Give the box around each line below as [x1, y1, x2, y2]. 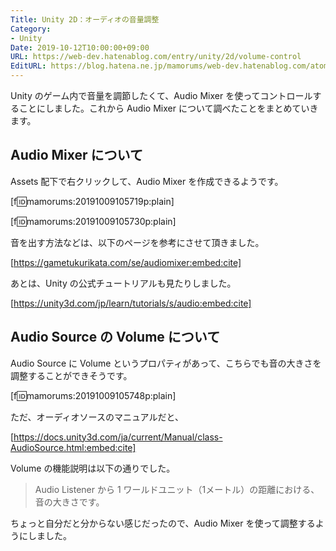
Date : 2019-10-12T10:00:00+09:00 [10, 42, 150, 53]
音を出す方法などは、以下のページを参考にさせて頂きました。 [10, 236, 265, 248]
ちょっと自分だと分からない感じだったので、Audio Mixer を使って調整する [10, 517, 316, 529]
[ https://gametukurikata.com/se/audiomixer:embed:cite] [10, 256, 242, 268]
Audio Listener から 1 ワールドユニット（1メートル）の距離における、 [34, 483, 320, 495]
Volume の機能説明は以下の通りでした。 [10, 462, 176, 474]
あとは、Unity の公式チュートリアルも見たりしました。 [10, 277, 237, 289]
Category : [10, 24, 52, 34]
